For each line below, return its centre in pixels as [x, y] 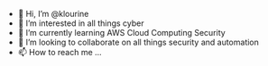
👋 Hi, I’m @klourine [53, 14]
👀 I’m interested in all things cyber [81, 23]
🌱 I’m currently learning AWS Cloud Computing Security [121, 33]
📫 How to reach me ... [60, 52]
